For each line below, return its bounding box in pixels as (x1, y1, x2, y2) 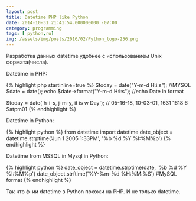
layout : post (6, 8, 38, 15)
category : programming (6, 25, 62, 31)
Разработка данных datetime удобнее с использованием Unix (6, 53, 162, 59)
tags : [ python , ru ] (6, 31, 54, 37)
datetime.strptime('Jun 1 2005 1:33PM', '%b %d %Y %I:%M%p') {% (6, 135, 171, 142)
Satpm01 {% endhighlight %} (6, 106, 77, 112)
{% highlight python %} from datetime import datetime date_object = (6, 128, 173, 135)
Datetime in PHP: (6, 70, 47, 77)
